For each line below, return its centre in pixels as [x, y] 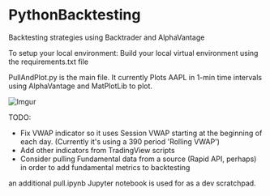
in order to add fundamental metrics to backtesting [105, 167]
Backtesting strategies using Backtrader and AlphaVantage [107, 37]
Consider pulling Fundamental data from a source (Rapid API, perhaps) [138, 159]
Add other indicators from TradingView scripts [98, 150]
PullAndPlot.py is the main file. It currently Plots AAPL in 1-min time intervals [135, 77]
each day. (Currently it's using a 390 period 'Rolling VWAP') [120, 141]
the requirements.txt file [49, 62]
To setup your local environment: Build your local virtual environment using [133, 53]
